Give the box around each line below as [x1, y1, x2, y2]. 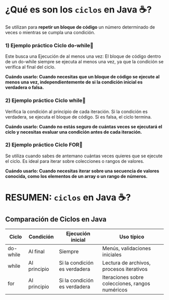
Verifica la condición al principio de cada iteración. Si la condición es [5, 109, 148, 115]
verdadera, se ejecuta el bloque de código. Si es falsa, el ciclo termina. [5, 114, 152, 120]
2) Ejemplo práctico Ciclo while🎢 [5, 97, 86, 104]
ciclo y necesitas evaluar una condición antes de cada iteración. [5, 129, 142, 135]
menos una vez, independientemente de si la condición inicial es [5, 79, 143, 85]
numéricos [102, 286, 128, 293]
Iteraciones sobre [102, 273, 144, 280]
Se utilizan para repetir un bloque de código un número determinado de [5, 24, 155, 30]
